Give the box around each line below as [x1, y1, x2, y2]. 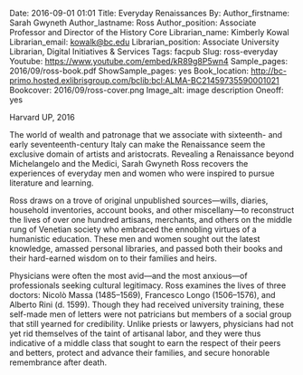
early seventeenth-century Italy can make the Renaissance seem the [9, 139, 266, 149]
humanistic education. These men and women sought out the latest [9, 234, 260, 244]
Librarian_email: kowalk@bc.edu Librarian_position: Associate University [9, 36, 279, 47]
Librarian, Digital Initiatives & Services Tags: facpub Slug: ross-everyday [9, 46, 279, 57]
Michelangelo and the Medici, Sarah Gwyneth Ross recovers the [9, 159, 249, 168]
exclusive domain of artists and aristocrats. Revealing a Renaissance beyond [9, 149, 295, 159]
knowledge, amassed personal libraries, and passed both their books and [9, 244, 283, 254]
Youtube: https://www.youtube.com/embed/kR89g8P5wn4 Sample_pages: [9, 56, 289, 66]
